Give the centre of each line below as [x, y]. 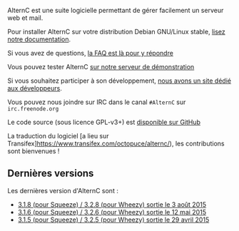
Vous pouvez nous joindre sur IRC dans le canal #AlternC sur [97, 102]
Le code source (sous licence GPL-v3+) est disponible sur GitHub [104, 122]
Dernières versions [51, 174]
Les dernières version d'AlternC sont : [63, 190]
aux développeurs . [35, 88]
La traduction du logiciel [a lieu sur [58, 136]
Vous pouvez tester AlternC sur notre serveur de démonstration [101, 67]
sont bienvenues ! [34, 151]
